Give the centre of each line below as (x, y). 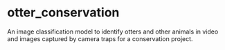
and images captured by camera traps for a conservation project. (100, 38)
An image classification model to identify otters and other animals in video (113, 32)
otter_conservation (63, 13)
